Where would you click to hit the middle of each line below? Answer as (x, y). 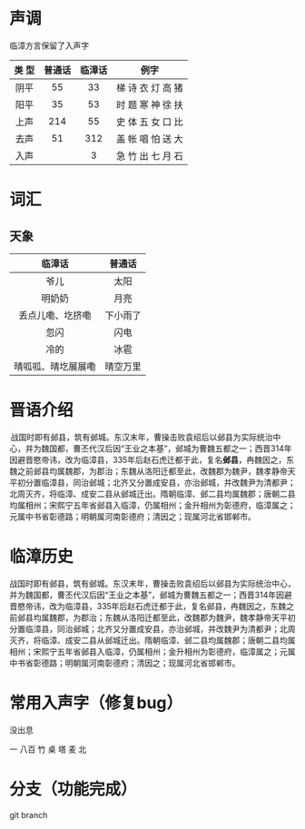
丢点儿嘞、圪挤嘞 (55, 315)
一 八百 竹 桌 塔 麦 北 (48, 749)
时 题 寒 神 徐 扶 (150, 104)
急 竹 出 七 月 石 (150, 155)
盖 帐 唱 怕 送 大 (150, 139)
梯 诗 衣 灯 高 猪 (150, 87)
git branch (29, 814)
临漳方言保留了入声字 (49, 45)
